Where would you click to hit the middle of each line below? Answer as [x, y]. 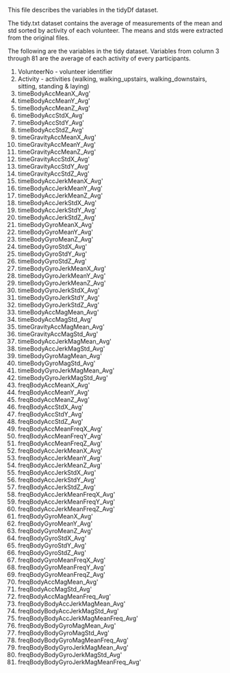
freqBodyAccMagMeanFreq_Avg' [64, 597]
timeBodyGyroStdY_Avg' [52, 254]
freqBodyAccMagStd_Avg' [55, 589]
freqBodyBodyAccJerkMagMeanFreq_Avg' [78, 618]
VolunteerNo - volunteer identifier [65, 72]
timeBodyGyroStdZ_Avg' [52, 261]
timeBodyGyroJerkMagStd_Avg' [63, 378]
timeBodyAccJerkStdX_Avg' [57, 203]
